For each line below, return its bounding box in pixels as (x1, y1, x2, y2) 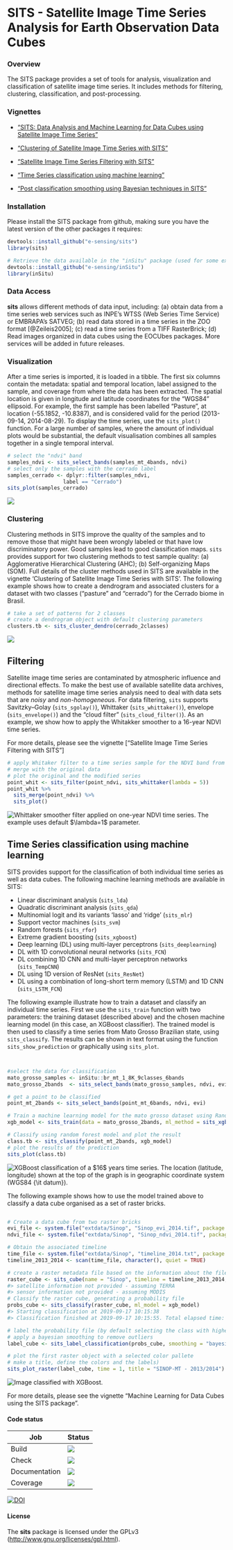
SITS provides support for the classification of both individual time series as (7, 867, 224, 876)
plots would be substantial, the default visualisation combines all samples (7, 432, 217, 440)
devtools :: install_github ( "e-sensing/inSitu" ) (7, 263, 144, 270)
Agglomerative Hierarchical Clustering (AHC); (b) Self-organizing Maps (7, 560, 210, 568)
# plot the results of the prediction (7, 1144, 119, 1151)
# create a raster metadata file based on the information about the (7, 1269, 213, 1276)
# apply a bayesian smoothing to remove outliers (7, 1333, 154, 1341)
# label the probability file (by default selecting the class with (7, 1327, 209, 1334)
